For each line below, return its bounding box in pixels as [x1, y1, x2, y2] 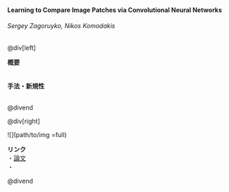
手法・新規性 [7, 82, 44, 90]
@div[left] [7, 43, 37, 52]
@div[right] [7, 117, 40, 125]
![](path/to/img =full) [7, 130, 67, 139]
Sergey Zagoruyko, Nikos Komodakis [7, 22, 116, 30]
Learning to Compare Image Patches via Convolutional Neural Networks [7, 6, 223, 14]
